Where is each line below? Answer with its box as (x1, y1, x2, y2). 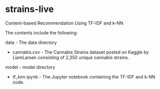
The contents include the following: (5, 29, 78, 35)
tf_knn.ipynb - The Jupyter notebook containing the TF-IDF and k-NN (12, 73, 155, 79)
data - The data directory (5, 39, 57, 45)
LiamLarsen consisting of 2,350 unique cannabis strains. (12, 54, 129, 60)
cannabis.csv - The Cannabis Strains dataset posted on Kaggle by (12, 49, 149, 55)
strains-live (5, 3, 54, 15)
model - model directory (5, 64, 55, 70)
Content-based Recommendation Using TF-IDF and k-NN (5, 20, 123, 26)
